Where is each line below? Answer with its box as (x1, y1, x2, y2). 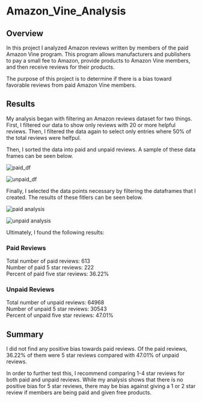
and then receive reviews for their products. (6, 63, 115, 71)
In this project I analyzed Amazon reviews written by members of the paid (6, 44, 189, 51)
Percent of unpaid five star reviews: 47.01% (6, 312, 114, 319)
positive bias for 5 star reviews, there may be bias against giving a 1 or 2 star (6, 383, 196, 390)
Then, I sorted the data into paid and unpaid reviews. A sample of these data (6, 146, 196, 153)
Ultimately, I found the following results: (6, 228, 105, 236)
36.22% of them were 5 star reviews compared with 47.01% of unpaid (6, 351, 179, 359)
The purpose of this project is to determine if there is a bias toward (6, 75, 172, 82)
